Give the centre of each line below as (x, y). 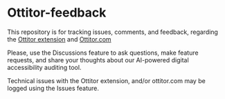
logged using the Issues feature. (53, 88)
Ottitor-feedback (57, 13)
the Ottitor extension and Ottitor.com (60, 39)
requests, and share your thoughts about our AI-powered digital (98, 60)
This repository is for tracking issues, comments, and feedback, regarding (112, 32)
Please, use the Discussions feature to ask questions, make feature (103, 53)
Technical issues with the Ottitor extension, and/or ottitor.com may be (106, 80)
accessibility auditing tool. (44, 67)
